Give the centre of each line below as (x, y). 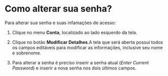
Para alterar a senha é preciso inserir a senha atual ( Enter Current (80, 62)
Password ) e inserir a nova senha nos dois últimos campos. (74, 68)
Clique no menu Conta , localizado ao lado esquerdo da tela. (75, 32)
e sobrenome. (27, 53)
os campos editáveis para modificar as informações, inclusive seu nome (87, 47)
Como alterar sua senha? (58, 9)
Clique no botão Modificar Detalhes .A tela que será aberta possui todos (87, 42)
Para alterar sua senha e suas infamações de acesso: (60, 23)
